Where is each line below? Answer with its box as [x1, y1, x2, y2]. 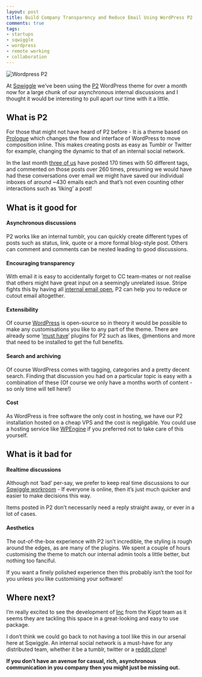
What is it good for [6, 202, 77, 213]
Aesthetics [6, 524, 34, 531]
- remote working [6, 48, 50, 54]
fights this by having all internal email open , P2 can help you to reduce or [6, 286, 188, 293]
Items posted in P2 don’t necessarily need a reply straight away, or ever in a [6, 504, 195, 511]
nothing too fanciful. [6, 557, 57, 564]
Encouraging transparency [6, 259, 75, 266]
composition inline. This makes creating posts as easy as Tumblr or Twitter [6, 141, 192, 149]
